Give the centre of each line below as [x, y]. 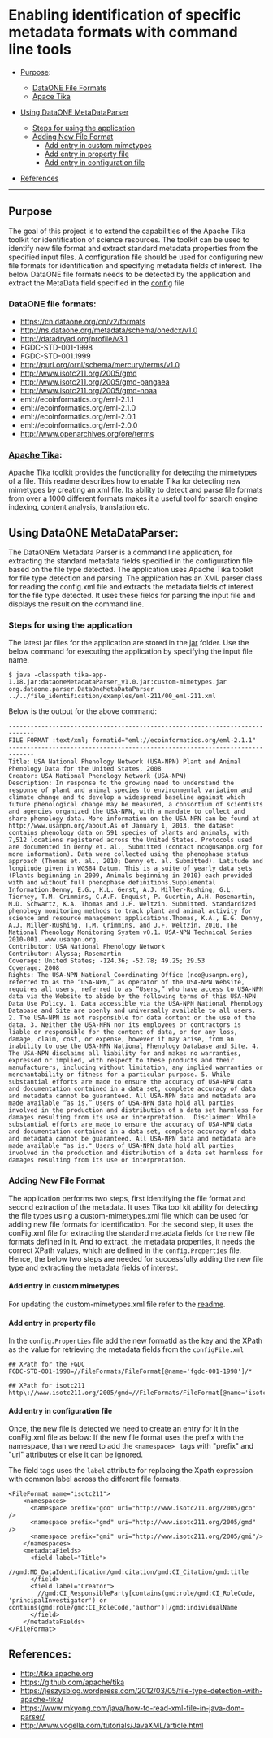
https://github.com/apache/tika [72, 1682]
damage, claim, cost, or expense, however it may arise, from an [121, 1039]
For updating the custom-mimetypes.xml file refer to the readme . [117, 1304]
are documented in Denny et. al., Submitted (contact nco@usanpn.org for [136, 847]
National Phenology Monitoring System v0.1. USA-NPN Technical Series [130, 932]
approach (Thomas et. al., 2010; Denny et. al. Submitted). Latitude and [136, 862]
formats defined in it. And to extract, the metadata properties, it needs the [132, 1241]
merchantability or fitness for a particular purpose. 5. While [119, 1075]
